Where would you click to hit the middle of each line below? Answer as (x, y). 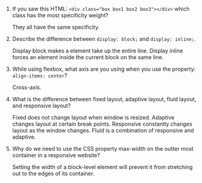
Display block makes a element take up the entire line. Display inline (98, 51)
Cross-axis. (27, 87)
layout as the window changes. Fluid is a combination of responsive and (103, 130)
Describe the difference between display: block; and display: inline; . (104, 39)
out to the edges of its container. (53, 174)
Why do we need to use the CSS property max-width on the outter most (103, 149)
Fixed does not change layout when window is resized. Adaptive (93, 117)
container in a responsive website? (56, 155)
